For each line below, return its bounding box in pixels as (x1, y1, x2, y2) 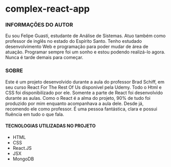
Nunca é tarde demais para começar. (5, 54, 83, 61)
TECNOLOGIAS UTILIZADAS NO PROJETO (5, 123, 96, 129)
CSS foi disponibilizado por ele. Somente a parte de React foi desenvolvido (5, 90, 163, 96)
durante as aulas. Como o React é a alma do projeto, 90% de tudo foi (5, 95, 151, 101)
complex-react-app (5, 3, 90, 15)
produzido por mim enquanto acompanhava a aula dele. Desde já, (5, 100, 144, 106)
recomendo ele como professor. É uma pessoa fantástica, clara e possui (5, 105, 157, 112)
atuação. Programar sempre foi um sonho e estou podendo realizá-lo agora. (5, 49, 165, 55)
